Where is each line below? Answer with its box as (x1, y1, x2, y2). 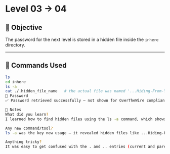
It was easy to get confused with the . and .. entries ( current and (5, 144, 155, 149)
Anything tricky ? (5, 139, 42, 144)
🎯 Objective (5, 23, 42, 32)
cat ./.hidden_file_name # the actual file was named (5, 89, 125, 94)
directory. (5, 42, 25, 48)
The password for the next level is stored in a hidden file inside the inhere (5, 36, 159, 42)
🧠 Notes (5, 107, 22, 113)
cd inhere (5, 79, 26, 84)
